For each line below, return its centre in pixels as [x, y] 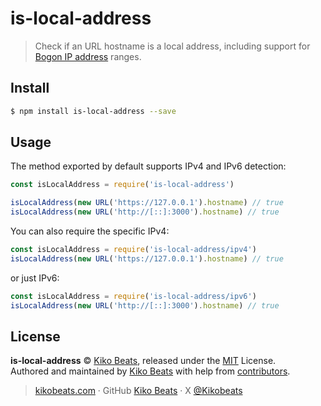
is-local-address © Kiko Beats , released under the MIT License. [143, 361]
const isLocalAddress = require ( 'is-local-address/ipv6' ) [133, 296]
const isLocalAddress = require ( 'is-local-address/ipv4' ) [133, 250]
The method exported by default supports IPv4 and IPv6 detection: [148, 166]
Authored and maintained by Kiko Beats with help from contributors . [150, 371]
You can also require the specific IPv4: [90, 231]
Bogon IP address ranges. [88, 56]
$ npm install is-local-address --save [93, 111]
